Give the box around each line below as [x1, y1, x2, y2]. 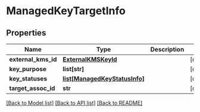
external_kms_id [9, 55, 57, 63]
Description [150, 46, 185, 53]
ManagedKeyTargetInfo [6, 4, 126, 18]
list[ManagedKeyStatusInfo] [62, 75, 145, 82]
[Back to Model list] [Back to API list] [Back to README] [6, 100, 143, 106]
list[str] [62, 65, 85, 73]
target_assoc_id [9, 84, 55, 92]
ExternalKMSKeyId [62, 55, 117, 63]
